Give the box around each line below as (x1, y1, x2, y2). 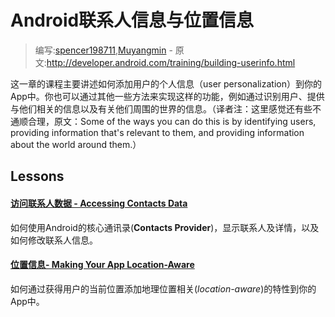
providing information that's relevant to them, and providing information (10, 126, 305, 138)
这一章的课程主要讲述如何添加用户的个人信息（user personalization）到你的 (10, 77, 322, 90)
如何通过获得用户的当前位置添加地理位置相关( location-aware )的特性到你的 (10, 282, 317, 295)
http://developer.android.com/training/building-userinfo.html (46, 56, 296, 68)
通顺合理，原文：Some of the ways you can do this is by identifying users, (10, 115, 317, 127)
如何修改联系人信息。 (10, 234, 98, 246)
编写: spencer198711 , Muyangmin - (34, 44, 173, 56)
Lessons (10, 168, 65, 185)
